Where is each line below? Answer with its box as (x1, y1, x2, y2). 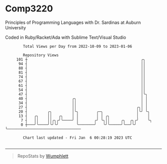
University (5, 24, 26, 30)
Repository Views (23, 53, 59, 58)
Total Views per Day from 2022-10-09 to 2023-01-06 (23, 44, 133, 49)
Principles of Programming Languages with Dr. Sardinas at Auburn (5, 19, 141, 25)
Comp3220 (5, 3, 53, 14)
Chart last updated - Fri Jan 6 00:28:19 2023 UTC (23, 135, 133, 140)
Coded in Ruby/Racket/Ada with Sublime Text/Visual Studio (5, 34, 126, 40)
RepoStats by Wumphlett (17, 153, 69, 159)
